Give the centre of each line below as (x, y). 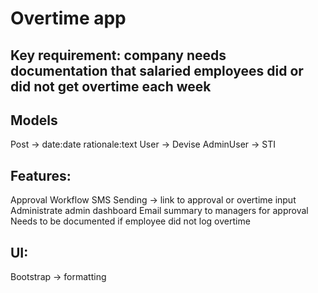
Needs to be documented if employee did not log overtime (130, 221)
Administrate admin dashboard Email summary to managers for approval (159, 211)
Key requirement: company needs (118, 55)
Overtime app (68, 18)
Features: (41, 175)
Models (34, 120)
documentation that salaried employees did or (157, 70)
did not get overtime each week (111, 86)
